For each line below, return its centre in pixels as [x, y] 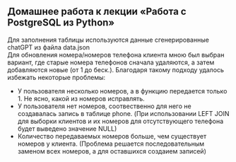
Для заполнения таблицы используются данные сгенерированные [108, 40]
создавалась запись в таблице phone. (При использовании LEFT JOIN [123, 113]
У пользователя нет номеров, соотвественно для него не [105, 106]
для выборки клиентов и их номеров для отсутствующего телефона [120, 121]
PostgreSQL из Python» [61, 23]
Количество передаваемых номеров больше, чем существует [112, 136]
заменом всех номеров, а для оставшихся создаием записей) [112, 151]
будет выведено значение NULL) [67, 128]
